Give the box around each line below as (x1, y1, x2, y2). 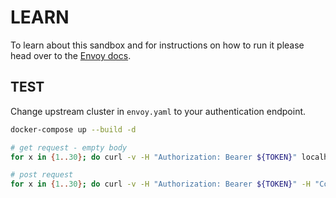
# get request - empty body (10, 142, 128, 153)
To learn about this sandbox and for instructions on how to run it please (10, 39, 305, 51)
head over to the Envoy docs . (10, 49, 132, 61)
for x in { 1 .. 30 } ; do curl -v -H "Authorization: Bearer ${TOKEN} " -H (10, 179, 311, 190)
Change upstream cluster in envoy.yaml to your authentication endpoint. (10, 105, 307, 117)
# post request (10, 170, 74, 180)
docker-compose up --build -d (10, 124, 137, 135)
